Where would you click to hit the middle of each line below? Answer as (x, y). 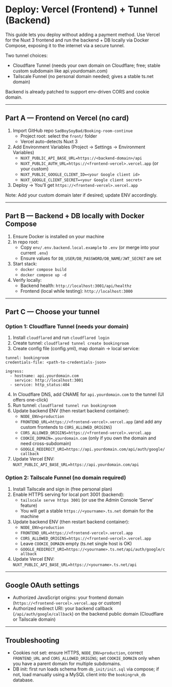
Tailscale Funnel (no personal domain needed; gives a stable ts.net (83, 76)
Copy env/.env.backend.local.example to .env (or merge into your (90, 247)
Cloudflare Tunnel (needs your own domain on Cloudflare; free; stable (87, 65)
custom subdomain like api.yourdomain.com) (60, 71)
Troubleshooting (33, 640)
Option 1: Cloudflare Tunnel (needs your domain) (67, 326)
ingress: (15, 371)
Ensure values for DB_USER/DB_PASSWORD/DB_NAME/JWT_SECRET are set (91, 258)
